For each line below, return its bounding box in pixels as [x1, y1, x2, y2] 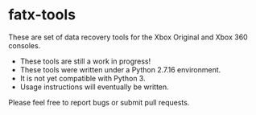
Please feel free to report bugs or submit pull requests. [8, 97, 190, 107]
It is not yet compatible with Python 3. [19, 73, 147, 83]
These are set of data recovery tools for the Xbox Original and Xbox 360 [8, 32, 248, 42]
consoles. [8, 40, 41, 50]
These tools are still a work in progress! [19, 56, 151, 66]
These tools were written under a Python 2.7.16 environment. [19, 64, 221, 74]
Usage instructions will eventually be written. [19, 82, 169, 92]
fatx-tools [8, 6, 76, 24]
